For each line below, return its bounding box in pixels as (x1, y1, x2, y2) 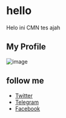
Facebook (15, 105, 41, 112)
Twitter (15, 92, 33, 99)
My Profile (6, 42, 47, 52)
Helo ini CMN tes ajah (6, 24, 61, 31)
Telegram (15, 98, 39, 106)
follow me (6, 76, 44, 86)
